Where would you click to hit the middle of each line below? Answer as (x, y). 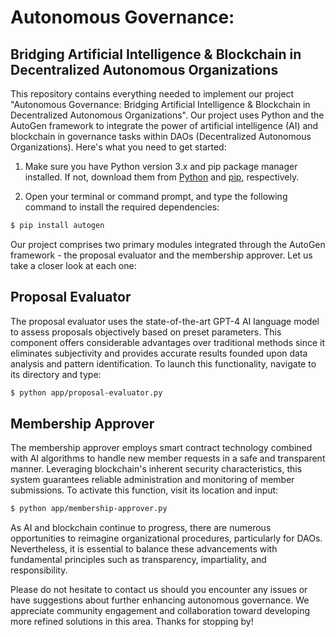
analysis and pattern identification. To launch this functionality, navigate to (163, 363)
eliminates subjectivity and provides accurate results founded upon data (159, 353)
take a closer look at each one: (73, 265)
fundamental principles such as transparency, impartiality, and (138, 560)
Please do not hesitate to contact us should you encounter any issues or (159, 590)
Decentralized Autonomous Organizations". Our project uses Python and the (167, 115)
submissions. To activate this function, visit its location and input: (144, 490)
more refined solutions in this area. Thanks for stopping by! (132, 622)
